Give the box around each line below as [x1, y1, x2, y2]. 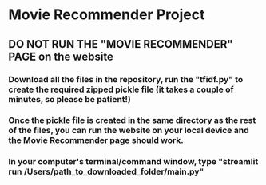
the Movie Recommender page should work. [8, 135, 184, 146]
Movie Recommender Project [8, 6, 205, 24]
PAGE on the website [8, 49, 114, 63]
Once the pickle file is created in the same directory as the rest [8, 115, 256, 126]
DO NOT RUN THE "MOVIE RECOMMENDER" [8, 37, 233, 51]
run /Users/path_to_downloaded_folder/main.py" [8, 166, 204, 177]
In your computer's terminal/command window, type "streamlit [8, 156, 259, 167]
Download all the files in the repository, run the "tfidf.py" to [8, 73, 244, 85]
